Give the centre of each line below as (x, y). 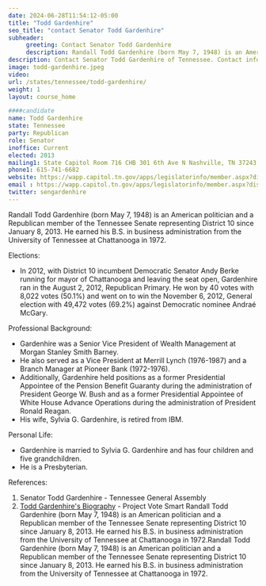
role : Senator (32, 140)
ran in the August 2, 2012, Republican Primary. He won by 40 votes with (137, 287)
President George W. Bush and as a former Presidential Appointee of (131, 394)
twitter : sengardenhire (47, 192)
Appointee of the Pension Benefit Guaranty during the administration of (136, 385)
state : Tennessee (37, 126)
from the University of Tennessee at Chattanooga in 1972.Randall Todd (135, 539)
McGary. (34, 312)
